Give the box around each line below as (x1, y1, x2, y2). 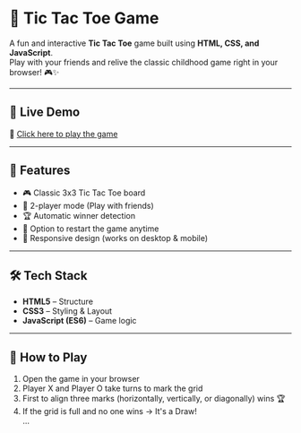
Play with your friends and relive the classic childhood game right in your (9, 56, 279, 67)
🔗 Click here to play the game (9, 128, 118, 139)
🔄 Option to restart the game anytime (21, 223, 159, 234)
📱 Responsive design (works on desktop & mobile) (21, 232, 209, 243)
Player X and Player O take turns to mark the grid (21, 383, 203, 394)
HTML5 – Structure (21, 296, 94, 307)
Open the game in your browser (21, 374, 141, 385)
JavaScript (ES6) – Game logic (21, 316, 137, 326)
